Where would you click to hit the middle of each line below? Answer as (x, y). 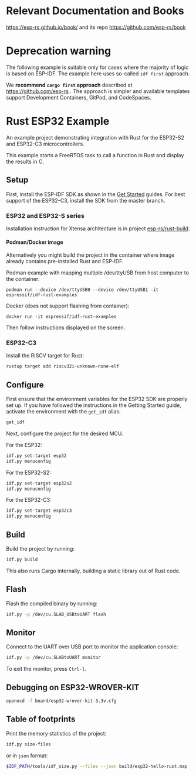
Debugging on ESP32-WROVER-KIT (73, 687)
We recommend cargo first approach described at (70, 85)
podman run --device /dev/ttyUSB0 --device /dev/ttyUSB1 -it (82, 290)
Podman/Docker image (35, 242)
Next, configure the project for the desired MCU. (65, 433)
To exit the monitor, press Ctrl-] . (46, 669)
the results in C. (25, 161)
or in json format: (27, 756)
